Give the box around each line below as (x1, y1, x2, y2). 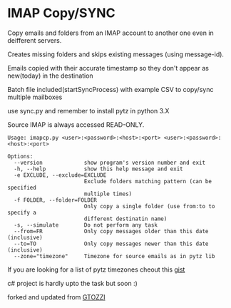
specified (7, 184, 37, 191)
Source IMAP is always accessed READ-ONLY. (7, 120, 145, 129)
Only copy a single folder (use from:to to (83, 202, 215, 210)
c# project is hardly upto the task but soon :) (7, 279, 138, 287)
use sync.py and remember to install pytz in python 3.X (7, 106, 170, 115)
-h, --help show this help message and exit (14, 165, 183, 173)
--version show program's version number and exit (14, 159, 205, 166)
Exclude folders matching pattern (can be (83, 178, 212, 185)
